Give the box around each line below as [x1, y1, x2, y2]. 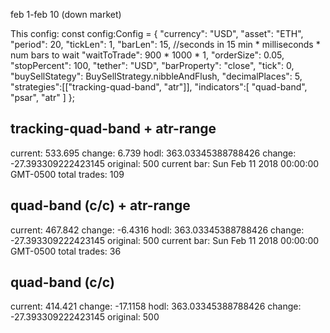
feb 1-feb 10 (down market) [10, 9, 122, 20]
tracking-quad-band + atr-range [10, 120, 217, 138]
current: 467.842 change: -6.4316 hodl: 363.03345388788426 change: [10, 224, 305, 236]
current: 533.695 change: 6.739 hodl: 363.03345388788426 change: [10, 147, 297, 159]
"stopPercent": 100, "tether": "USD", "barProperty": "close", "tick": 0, [10, 60, 295, 71]
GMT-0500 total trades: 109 [10, 168, 125, 180]
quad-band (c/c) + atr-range [10, 197, 191, 214]
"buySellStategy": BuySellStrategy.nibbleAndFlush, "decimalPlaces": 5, [10, 70, 303, 82]
